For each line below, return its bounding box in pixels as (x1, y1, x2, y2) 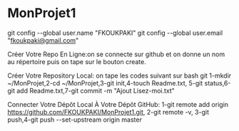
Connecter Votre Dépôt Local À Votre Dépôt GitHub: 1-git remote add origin (7, 100, 229, 108)
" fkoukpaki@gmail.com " (7, 36, 79, 44)
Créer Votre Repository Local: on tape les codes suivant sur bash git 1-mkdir (7, 71, 232, 80)
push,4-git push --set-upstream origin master (7, 115, 143, 124)
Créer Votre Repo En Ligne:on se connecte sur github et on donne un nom (7, 50, 225, 58)
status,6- (204, 78, 231, 87)
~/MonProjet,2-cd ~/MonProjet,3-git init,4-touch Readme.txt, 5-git (7, 78, 203, 87)
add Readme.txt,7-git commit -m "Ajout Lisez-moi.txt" (16, 86, 175, 95)
